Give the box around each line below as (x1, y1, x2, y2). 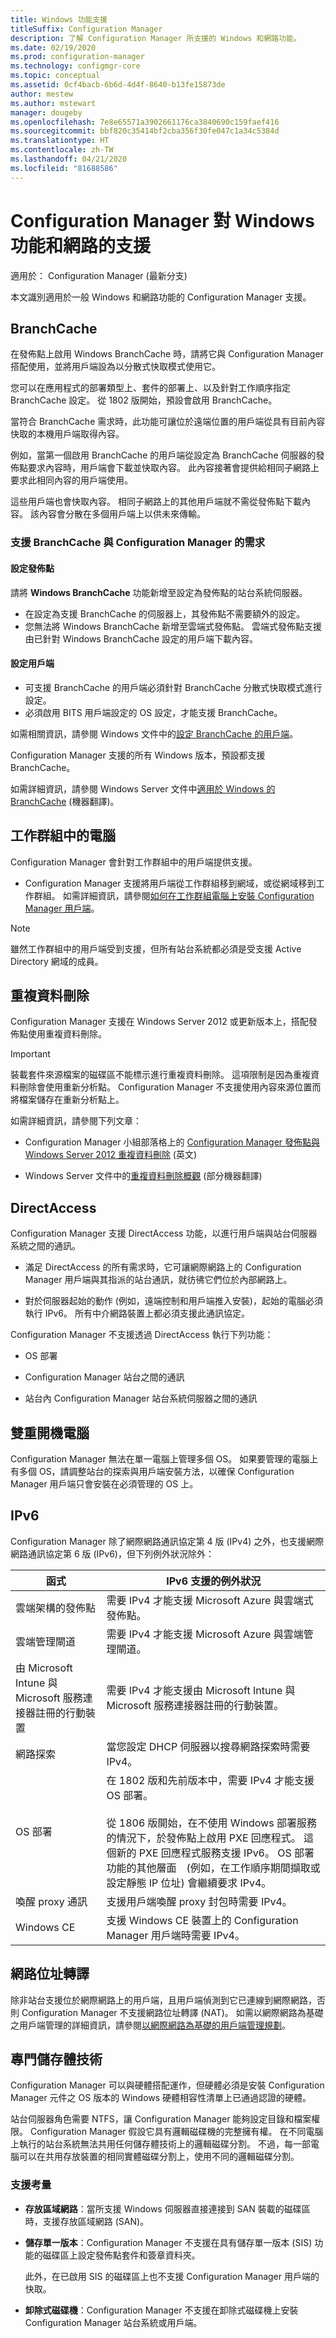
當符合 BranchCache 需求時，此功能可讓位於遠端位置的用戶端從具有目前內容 (10, 416, 326, 428)
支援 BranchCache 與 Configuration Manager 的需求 (10, 536, 266, 550)
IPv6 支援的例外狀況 (166, 1574, 262, 1588)
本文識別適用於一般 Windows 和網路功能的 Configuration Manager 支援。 (10, 291, 312, 303)
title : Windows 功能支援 (10, 14, 108, 25)
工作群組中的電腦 (10, 827, 116, 845)
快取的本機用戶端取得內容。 (10, 428, 125, 440)
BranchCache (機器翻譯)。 (10, 795, 120, 807)
